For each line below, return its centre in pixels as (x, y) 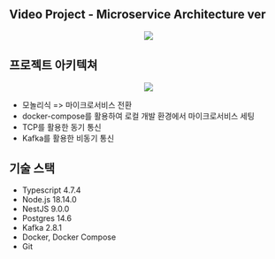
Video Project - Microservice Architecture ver (138, 15)
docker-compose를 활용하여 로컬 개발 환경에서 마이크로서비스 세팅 (138, 116)
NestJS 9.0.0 (46, 209)
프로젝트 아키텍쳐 (53, 65)
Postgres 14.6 (47, 218)
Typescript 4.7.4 (51, 190)
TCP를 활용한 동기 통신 (61, 126)
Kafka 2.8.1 (42, 228)
